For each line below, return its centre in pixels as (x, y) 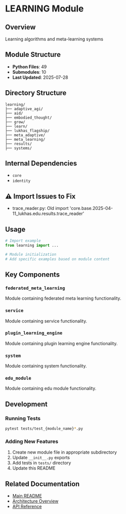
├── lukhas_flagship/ (28, 131)
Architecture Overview (35, 501)
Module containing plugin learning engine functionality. (62, 343)
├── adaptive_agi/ (24, 109)
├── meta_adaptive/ (25, 135)
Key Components (32, 274)
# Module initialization (31, 254)
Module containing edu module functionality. (51, 388)
